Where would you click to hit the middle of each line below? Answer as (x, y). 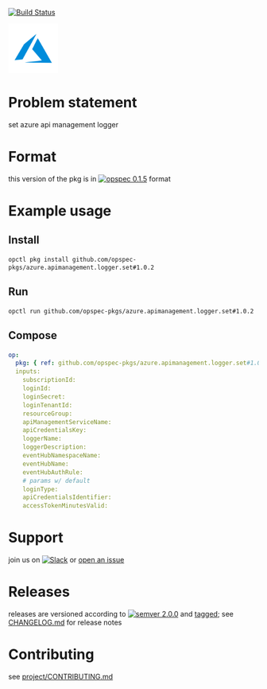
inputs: (28, 372)
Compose (33, 335)
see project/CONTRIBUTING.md (61, 676)
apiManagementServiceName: (67, 422)
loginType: (41, 489)
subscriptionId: (50, 380)
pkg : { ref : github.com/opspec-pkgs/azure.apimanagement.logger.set (131, 363)
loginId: (37, 388)
